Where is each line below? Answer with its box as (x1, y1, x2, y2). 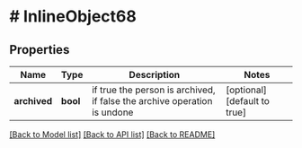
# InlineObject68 (9, 6, 138, 27)
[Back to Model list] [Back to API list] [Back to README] (9, 129, 216, 140)
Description (129, 69, 181, 81)
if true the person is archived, (91, 83, 216, 96)
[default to (226, 95, 270, 107)
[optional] (226, 83, 268, 96)
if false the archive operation (91, 95, 213, 107)
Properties (9, 42, 70, 57)
